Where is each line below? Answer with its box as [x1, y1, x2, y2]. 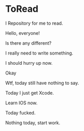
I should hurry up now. [5, 60, 53, 66]
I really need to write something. [5, 50, 73, 56]
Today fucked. [5, 109, 36, 116]
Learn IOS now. [5, 100, 38, 106]
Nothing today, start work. [5, 119, 60, 126]
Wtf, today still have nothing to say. [5, 80, 79, 86]
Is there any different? [5, 40, 52, 46]
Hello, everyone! [5, 30, 40, 36]
